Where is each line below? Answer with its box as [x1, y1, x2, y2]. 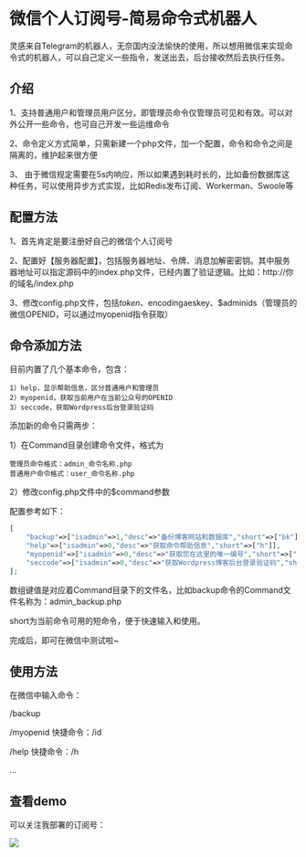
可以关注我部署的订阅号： [9, 820, 106, 831]
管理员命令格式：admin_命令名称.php [9, 460, 132, 469]
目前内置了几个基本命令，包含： [9, 364, 130, 375]
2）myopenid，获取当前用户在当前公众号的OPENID [9, 394, 174, 403]
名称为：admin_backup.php [16, 596, 121, 607]
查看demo [9, 793, 67, 809]
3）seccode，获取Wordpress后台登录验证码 [9, 403, 154, 412]
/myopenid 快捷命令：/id [9, 727, 102, 738]
